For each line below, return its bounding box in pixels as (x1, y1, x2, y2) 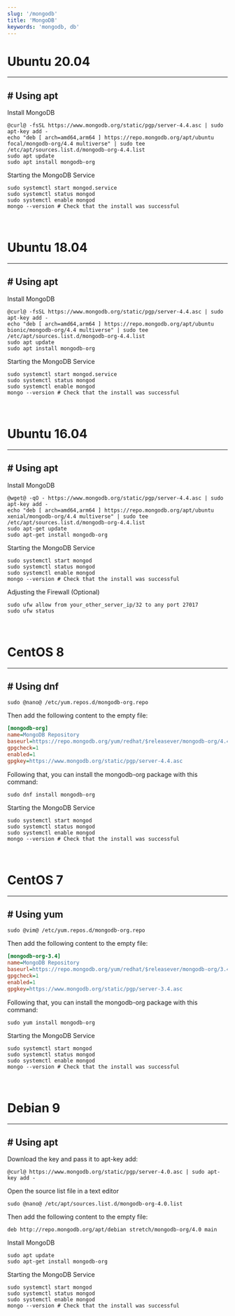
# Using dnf (7, 680, 59, 692)
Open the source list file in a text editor (7, 1187, 119, 1196)
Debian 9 (7, 1100, 61, 1116)
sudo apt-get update (7, 525, 68, 532)
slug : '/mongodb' (7, 10, 58, 17)
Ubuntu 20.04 (7, 53, 91, 69)
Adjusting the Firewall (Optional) (7, 587, 100, 596)
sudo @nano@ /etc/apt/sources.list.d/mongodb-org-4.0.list (7, 1200, 183, 1207)
